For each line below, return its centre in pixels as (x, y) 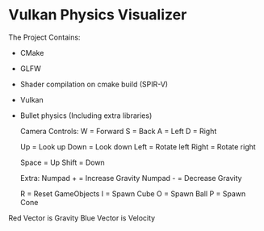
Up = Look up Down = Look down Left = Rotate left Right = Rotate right (138, 146)
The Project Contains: (44, 37)
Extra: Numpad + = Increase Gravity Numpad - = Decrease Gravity (131, 178)
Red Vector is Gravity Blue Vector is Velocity (82, 218)
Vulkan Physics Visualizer (98, 15)
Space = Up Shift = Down (62, 162)
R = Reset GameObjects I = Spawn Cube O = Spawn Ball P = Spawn (133, 193)
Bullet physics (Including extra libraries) (86, 115)
